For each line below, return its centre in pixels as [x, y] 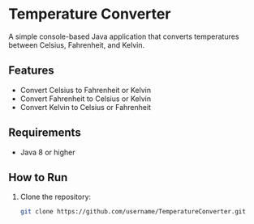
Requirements [45, 133]
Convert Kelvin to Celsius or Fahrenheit [86, 107]
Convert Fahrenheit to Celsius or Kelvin [86, 99]
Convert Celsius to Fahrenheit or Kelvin [86, 90]
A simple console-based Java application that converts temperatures [124, 36]
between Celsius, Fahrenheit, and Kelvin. [77, 44]
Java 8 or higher [47, 152]
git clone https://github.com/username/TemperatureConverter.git [133, 212]
